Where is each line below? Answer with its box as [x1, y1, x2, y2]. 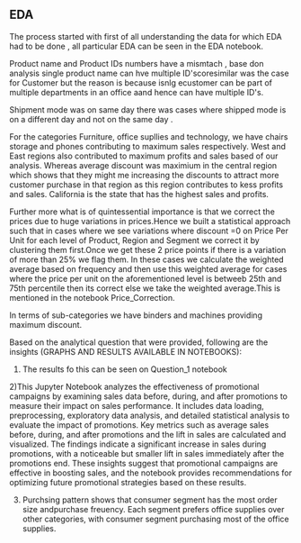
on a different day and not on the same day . [9, 113, 173, 124]
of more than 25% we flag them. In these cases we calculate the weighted [9, 254, 285, 265]
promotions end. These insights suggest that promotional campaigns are [9, 457, 279, 468]
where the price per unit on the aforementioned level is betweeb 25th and [9, 273, 282, 284]
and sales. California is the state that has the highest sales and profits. [9, 188, 270, 199]
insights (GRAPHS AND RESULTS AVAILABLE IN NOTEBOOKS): [9, 346, 243, 357]
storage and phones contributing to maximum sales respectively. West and [9, 140, 286, 151]
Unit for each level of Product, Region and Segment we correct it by [9, 234, 261, 246]
